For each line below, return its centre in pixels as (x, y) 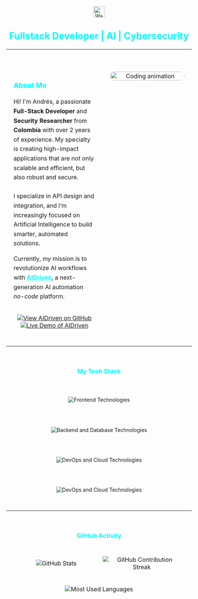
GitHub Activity (99, 536)
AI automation (64, 287)
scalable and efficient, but (49, 168)
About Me (30, 86)
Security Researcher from (50, 120)
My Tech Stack (99, 371)
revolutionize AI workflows (50, 268)
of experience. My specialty (52, 139)
